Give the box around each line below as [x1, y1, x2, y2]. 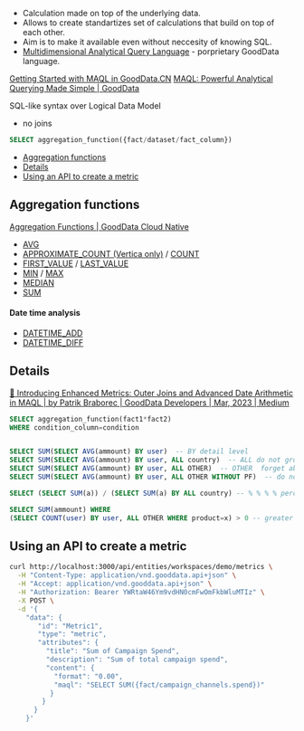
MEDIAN [22, 277, 54, 288]
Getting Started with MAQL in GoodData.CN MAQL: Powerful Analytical [9, 73, 273, 84]
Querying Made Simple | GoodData [9, 83, 140, 93]
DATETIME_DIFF [22, 337, 84, 347]
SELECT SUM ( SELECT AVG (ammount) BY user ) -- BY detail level [9, 447, 249, 456]
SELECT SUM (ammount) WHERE [9, 505, 111, 514]
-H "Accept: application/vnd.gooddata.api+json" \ [17, 579, 213, 589]
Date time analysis [9, 308, 81, 318]
